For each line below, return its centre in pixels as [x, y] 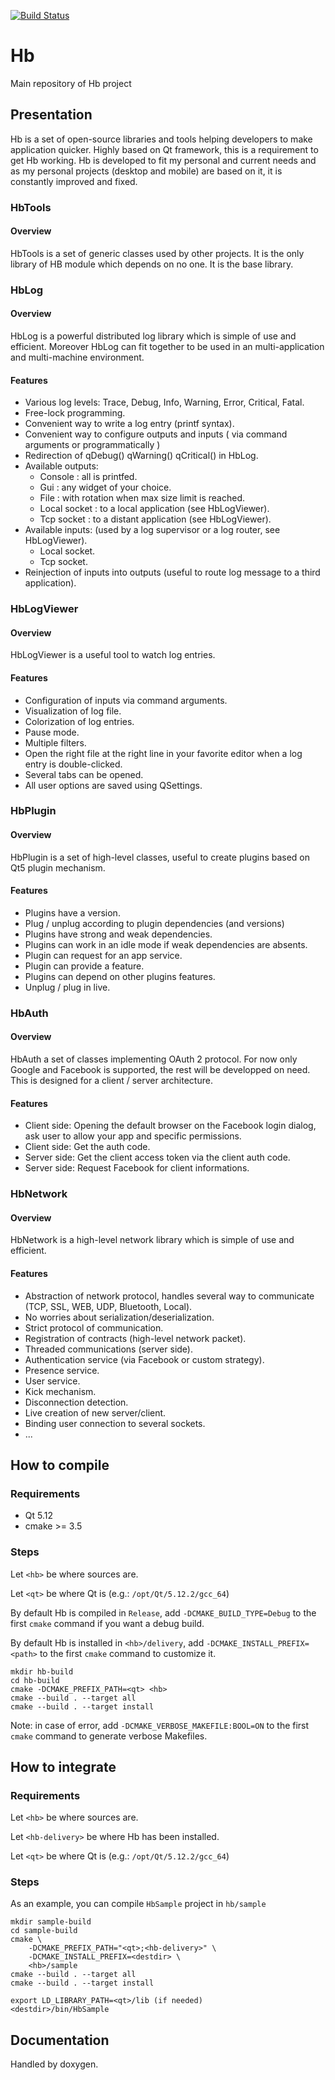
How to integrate [63, 1766]
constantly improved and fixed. [74, 181]
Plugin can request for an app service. [103, 955]
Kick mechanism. [60, 1391]
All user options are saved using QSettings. [113, 785]
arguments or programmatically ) [92, 445]
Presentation [51, 115]
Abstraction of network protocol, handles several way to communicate [169, 1296]
